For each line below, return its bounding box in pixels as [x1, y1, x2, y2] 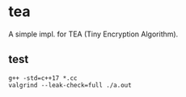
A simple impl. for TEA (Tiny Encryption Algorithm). [8, 29, 179, 39]
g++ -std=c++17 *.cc [8, 74, 78, 82]
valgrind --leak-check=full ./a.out [8, 81, 132, 89]
